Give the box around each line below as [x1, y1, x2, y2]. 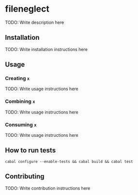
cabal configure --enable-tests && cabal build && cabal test [5, 159, 133, 164]
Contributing [5, 172, 45, 180]
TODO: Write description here [5, 19, 64, 25]
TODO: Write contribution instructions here [5, 185, 91, 191]
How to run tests [5, 146, 56, 155]
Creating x [5, 75, 30, 82]
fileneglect [5, 3, 50, 15]
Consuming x [5, 121, 37, 128]
